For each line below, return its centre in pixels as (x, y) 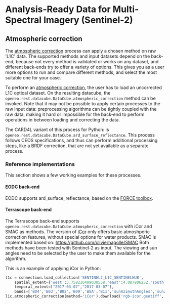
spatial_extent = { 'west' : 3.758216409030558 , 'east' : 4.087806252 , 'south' (90, 282)
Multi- (126, 9)
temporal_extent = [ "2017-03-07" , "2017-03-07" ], (64, 287)
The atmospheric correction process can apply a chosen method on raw (81, 51)
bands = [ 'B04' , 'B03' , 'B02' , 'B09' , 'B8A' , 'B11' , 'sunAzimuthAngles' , (85, 292)
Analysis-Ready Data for (58, 9)
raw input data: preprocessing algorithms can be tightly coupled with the (81, 109)
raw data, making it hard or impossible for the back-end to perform (75, 114)
